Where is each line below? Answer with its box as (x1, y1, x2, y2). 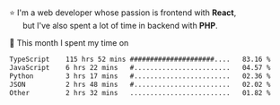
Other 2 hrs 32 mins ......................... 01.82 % (9, 88, 271, 97)
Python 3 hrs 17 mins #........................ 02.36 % (9, 71, 271, 81)
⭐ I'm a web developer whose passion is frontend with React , (9, 7, 237, 18)
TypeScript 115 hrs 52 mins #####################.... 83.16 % (9, 55, 271, 64)
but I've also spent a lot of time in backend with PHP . (22, 21, 218, 31)
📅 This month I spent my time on (9, 38, 129, 48)
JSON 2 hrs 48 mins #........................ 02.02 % (9, 80, 271, 89)
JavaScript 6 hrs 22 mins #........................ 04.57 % (9, 63, 271, 72)
